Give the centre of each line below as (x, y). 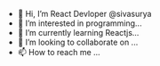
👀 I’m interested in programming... (80, 23)
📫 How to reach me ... (59, 52)
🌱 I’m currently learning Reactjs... (78, 33)
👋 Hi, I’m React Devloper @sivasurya (84, 14)
